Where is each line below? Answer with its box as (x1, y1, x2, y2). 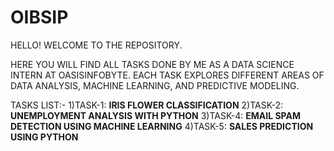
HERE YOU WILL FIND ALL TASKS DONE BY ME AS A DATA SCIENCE (10, 58, 295, 70)
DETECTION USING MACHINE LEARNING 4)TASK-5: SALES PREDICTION (10, 120, 314, 132)
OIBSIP (10, 6, 69, 29)
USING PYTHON (10, 131, 79, 143)
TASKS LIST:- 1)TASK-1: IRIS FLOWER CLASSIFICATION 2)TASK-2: (10, 99, 284, 111)
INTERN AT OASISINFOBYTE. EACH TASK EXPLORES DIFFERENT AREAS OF (10, 69, 325, 81)
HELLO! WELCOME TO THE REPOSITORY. (10, 39, 183, 51)
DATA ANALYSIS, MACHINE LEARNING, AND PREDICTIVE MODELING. (10, 79, 300, 91)
